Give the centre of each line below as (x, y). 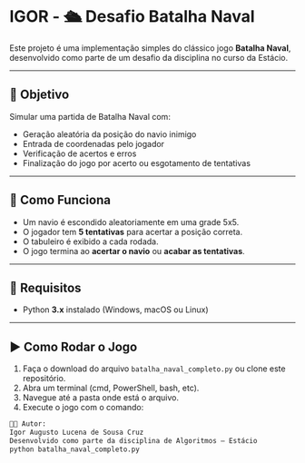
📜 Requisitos (45, 287)
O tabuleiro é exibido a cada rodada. (90, 241)
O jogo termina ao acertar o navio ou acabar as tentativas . (133, 251)
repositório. (44, 379)
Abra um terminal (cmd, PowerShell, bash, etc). (111, 388)
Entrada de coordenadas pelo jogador (93, 143)
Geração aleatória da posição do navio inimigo (109, 134)
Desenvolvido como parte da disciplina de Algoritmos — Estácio (133, 440)
